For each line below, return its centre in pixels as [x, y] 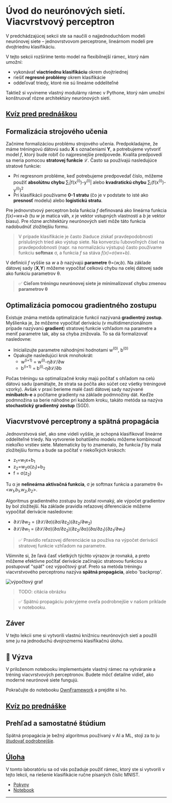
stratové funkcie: [23, 166]
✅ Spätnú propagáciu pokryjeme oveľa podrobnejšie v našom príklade [92, 601]
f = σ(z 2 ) [22, 474]
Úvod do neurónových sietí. [66, 11]
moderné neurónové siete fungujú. [42, 680]
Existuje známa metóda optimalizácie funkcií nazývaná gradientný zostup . [84, 318]
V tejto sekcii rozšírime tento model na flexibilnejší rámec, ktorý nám [78, 57]
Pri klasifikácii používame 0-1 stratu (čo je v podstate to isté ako [81, 195]
